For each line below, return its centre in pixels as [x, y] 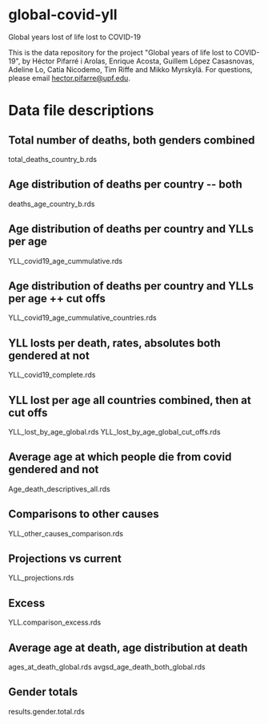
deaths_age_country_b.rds [52, 204]
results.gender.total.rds [47, 711]
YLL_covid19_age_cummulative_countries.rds [83, 318]
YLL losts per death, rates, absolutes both [115, 343]
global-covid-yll [63, 15]
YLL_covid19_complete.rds [52, 375]
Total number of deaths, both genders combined [132, 140]
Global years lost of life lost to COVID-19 [75, 37]
